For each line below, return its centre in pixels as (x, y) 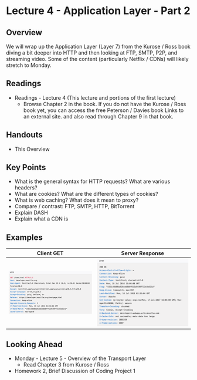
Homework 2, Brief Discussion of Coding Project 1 (75, 371)
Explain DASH (31, 213)
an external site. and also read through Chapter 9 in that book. (98, 116)
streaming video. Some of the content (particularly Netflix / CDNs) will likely (97, 59)
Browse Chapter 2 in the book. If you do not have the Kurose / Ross (105, 104)
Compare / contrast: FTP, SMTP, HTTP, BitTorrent (74, 206)
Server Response (142, 253)
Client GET (50, 253)
